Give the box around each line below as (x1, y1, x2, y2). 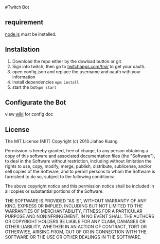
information (12, 74, 36, 80)
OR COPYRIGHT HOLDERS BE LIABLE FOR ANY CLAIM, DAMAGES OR (5, 219, 146, 224)
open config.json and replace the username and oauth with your (12, 68, 141, 75)
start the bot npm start (12, 84, 57, 90)
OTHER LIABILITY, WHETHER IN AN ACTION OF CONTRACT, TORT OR (5, 224, 147, 230)
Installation (5, 45, 40, 54)
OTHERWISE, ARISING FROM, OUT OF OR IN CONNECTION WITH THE (5, 229, 147, 235)
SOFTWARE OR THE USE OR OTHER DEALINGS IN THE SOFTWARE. (5, 234, 142, 240)
